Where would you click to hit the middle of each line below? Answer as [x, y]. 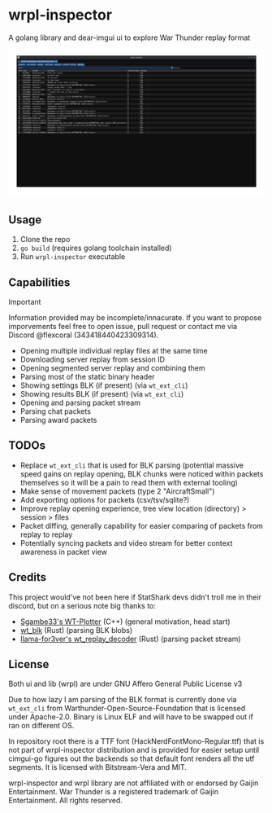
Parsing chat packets [56, 411]
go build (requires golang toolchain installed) [96, 248]
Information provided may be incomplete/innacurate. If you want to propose [135, 317]
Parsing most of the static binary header [88, 376]
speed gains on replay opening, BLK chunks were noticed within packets [142, 473]
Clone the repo [45, 240]
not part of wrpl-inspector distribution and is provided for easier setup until [134, 750]
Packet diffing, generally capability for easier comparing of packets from [142, 525]
